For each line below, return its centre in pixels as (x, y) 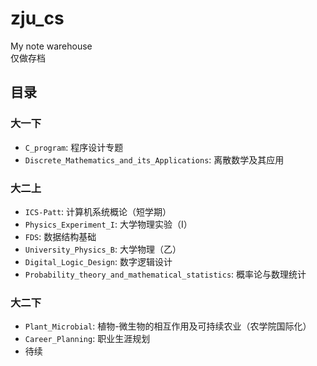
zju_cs (37, 18)
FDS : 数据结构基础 (60, 236)
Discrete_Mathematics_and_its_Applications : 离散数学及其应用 (154, 159)
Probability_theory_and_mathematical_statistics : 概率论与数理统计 (165, 274)
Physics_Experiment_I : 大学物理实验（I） (108, 224)
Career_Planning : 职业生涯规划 (87, 339)
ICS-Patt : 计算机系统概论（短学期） (98, 211)
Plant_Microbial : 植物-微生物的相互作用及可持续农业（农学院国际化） (168, 326)
